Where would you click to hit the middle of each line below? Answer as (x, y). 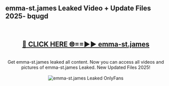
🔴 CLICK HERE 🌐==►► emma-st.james (86, 44)
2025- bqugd (27, 16)
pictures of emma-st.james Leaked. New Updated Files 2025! (86, 67)
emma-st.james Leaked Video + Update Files (78, 8)
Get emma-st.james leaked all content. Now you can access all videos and (86, 62)
